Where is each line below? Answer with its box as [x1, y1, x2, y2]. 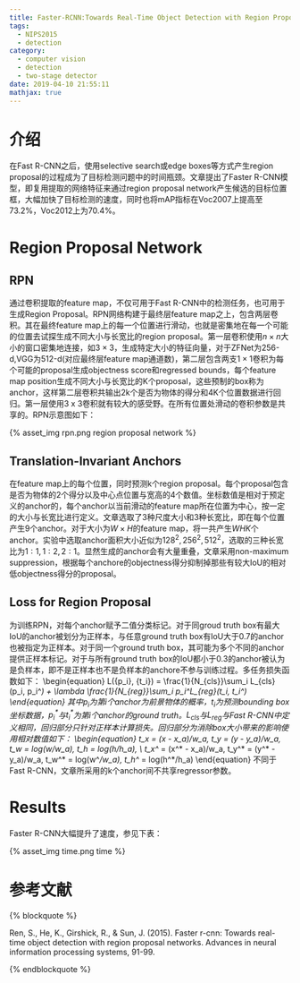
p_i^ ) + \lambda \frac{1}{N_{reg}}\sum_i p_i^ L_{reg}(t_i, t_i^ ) [26, 686, 247, 697]
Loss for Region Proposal [9, 594, 152, 610]
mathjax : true [9, 88, 62, 97]
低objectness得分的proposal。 [9, 568, 121, 578]
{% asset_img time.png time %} [9, 845, 126, 856]
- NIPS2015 [17, 30, 58, 38]
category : [9, 47, 46, 56]
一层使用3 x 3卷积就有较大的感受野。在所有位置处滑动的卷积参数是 [32, 398, 279, 409]
